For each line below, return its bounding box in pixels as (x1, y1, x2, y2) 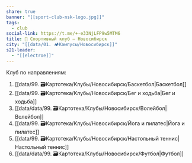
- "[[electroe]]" (11, 53, 55, 58)
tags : (6, 19, 20, 25)
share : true (6, 8, 36, 15)
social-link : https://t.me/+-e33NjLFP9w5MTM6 (6, 31, 120, 37)
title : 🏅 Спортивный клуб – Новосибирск (6, 36, 108, 42)
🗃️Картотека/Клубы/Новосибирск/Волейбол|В (53, 105, 167, 112)
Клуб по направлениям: (6, 69, 67, 76)
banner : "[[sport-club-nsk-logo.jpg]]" (6, 14, 105, 20)
